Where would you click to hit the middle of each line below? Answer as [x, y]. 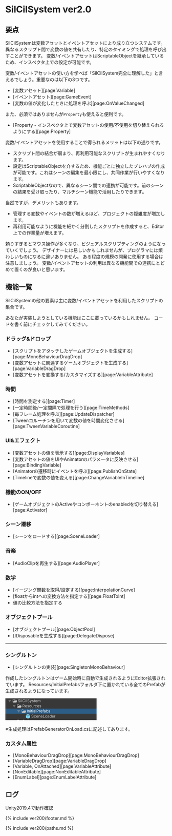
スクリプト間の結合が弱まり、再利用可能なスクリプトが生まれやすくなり [89, 153]
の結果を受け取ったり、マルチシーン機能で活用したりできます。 [80, 192]
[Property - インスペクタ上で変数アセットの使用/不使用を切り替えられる [88, 125]
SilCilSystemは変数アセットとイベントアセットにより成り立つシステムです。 [85, 43]
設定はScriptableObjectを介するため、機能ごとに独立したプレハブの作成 [89, 166]
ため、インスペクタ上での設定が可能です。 [50, 62]
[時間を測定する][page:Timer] [44, 401]
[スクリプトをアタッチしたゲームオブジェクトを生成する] [73, 351]
